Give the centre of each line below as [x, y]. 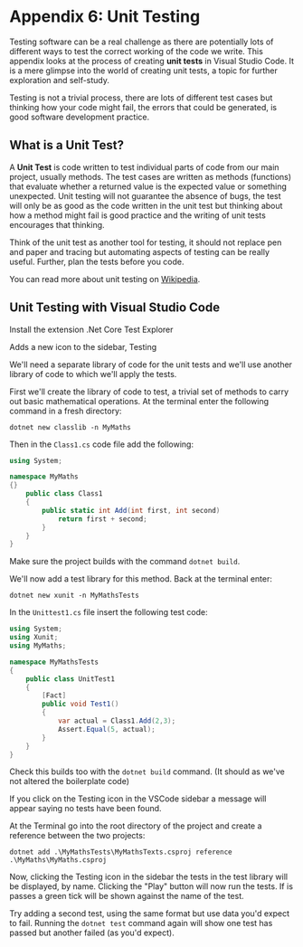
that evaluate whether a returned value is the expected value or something [148, 186]
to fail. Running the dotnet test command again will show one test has [141, 923]
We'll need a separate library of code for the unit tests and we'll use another [151, 365]
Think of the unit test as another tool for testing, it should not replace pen [146, 242]
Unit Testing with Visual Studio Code [114, 308]
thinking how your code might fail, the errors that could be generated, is [143, 107]
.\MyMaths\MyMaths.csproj [58, 860]
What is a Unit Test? [67, 145]
